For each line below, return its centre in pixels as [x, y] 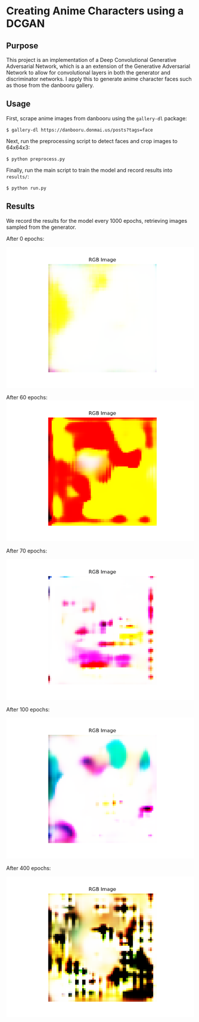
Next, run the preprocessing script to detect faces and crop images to [92, 141]
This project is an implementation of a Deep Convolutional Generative [91, 60]
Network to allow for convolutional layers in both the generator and [88, 72]
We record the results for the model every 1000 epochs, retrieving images [97, 220]
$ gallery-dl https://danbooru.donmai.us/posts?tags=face [80, 130]
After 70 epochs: [27, 551]
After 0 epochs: [25, 238]
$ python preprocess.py [36, 159]
